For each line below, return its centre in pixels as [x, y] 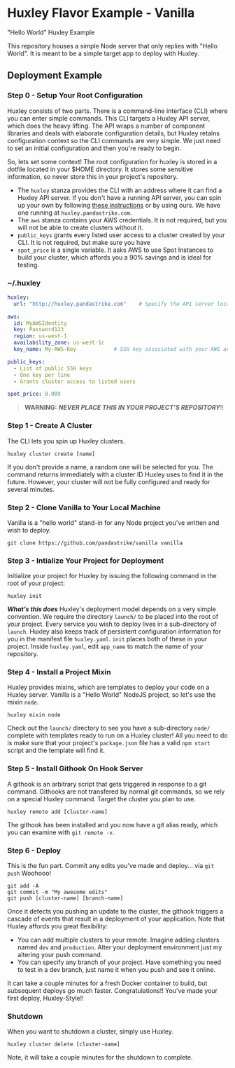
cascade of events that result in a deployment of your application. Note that [116, 919]
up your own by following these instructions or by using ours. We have [119, 205]
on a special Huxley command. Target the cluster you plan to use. [101, 799]
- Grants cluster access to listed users [75, 381]
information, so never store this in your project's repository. [93, 176]
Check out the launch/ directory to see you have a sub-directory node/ [109, 728]
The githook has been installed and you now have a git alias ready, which [113, 825]
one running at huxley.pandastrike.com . [74, 213]
